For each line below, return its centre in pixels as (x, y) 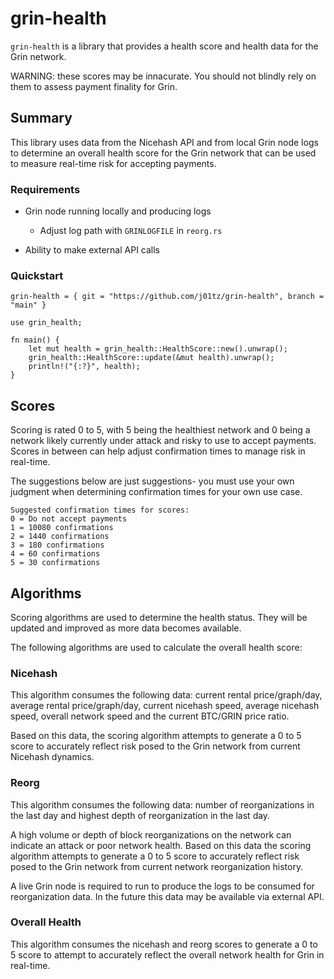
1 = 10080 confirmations (62, 528)
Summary (41, 118)
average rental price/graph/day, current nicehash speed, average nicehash (165, 706)
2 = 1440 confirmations (60, 537)
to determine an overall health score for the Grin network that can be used (163, 153)
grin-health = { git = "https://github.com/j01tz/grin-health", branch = (167, 297)
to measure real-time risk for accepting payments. (113, 163)
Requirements (45, 189)
